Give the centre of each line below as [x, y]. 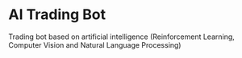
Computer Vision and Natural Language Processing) [95, 44]
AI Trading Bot [57, 15]
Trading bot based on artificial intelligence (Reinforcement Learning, [122, 37]
